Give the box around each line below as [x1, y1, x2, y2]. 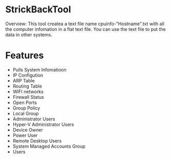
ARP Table [12, 77, 35, 83]
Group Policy [12, 104, 40, 111]
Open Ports [12, 99, 37, 105]
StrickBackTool [5, 4, 71, 15]
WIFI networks [12, 89, 44, 95]
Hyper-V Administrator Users [12, 121, 74, 127]
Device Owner [12, 127, 44, 133]
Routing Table [12, 83, 42, 89]
